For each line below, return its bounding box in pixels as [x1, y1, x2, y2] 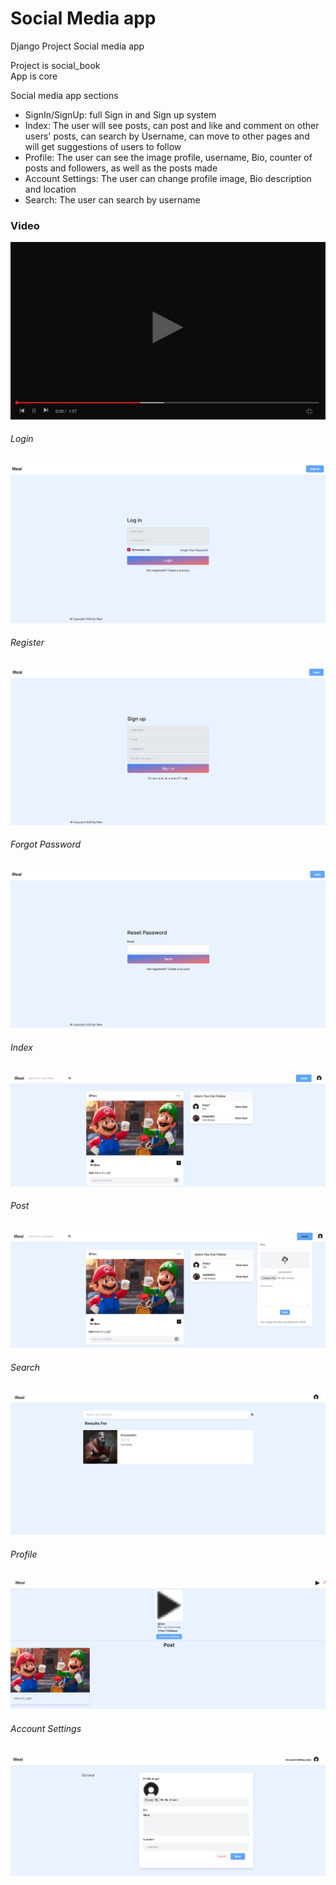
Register [10, 637, 45, 649]
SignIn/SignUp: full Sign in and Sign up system [24, 108, 217, 121]
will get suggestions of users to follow [24, 140, 182, 152]
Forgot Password [10, 838, 82, 851]
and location [24, 183, 77, 195]
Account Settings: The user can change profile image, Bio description [24, 172, 312, 184]
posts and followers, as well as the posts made [24, 162, 218, 174]
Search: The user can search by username [24, 193, 201, 206]
